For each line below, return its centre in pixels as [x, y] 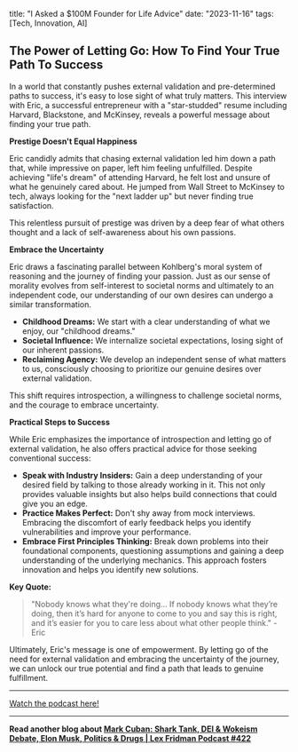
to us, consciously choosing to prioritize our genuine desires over [141, 368]
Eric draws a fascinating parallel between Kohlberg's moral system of [136, 266]
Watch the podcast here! [54, 703]
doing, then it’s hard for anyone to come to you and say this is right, [154, 613]
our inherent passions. [63, 350]
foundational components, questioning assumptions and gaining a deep [153, 550]
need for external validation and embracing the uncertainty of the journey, [144, 659]
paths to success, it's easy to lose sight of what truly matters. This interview [148, 95]
